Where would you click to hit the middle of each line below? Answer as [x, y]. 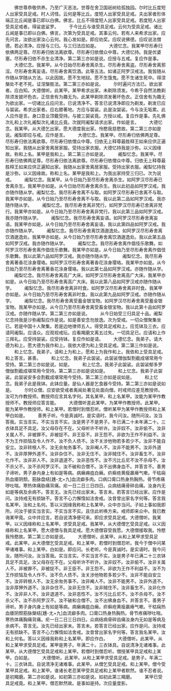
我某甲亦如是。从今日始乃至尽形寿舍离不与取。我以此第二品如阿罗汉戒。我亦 [85, 199]
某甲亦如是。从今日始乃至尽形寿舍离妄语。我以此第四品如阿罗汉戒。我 [92, 224]
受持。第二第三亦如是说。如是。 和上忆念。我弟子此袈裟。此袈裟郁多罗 [84, 364]
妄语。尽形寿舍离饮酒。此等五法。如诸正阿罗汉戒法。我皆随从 [101, 71]
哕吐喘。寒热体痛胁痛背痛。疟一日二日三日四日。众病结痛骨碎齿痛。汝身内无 [85, 485]
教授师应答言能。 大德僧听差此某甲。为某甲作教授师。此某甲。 [93, 403]
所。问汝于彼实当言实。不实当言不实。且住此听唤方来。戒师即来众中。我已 [83, 511]
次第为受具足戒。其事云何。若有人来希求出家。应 [114, 33]
